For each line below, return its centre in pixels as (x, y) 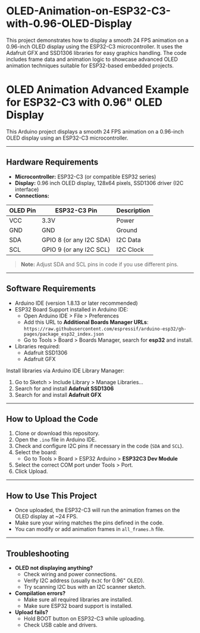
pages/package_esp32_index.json (64, 334)
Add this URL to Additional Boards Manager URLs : (86, 322)
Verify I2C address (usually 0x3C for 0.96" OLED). (84, 580)
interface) (27, 189)
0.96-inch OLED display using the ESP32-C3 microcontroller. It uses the (94, 47)
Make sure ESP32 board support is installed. (78, 606)
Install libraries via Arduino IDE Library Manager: (65, 370)
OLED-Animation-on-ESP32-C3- (88, 11)
